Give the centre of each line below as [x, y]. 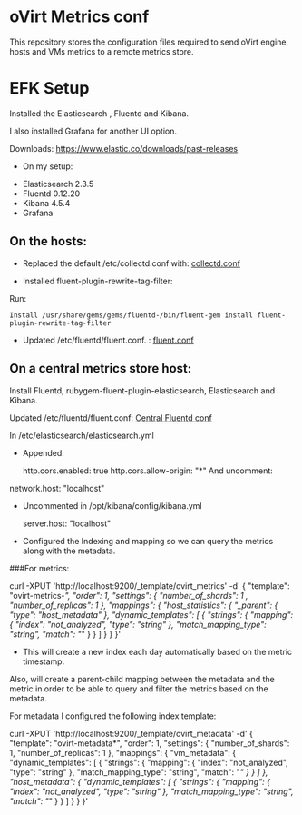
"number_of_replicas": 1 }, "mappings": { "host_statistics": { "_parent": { [144, 605]
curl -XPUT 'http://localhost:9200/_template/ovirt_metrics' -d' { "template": [150, 586]
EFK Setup [49, 89]
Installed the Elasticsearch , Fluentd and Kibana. [99, 113]
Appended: [44, 452]
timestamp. [44, 661]
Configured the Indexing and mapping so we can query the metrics [148, 541]
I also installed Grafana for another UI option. [93, 131]
